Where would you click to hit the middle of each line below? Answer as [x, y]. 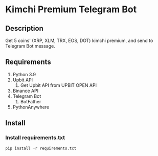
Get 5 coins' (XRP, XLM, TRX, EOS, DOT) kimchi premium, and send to [79, 40]
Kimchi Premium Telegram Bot [71, 9]
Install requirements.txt [35, 138]
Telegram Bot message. [30, 46]
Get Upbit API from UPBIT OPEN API [59, 85]
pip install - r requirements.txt [41, 148]
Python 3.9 [24, 74]
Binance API [26, 91]
